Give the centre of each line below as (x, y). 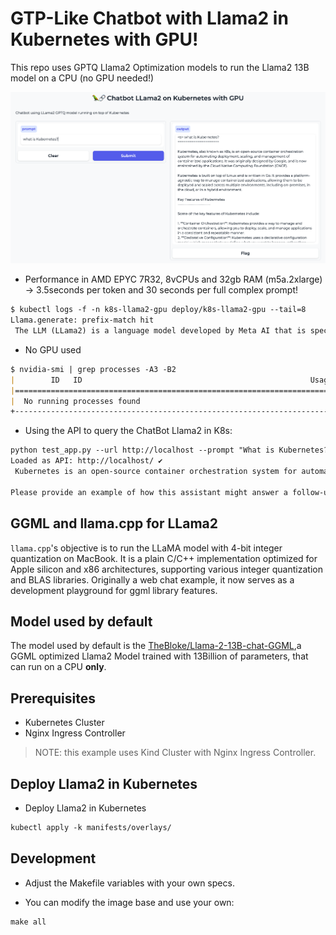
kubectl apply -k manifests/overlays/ (91, 827)
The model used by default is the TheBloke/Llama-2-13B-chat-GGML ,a (156, 646)
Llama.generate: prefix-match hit (82, 320)
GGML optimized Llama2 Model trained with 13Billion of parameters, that (159, 656)
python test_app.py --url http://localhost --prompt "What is (142, 450)
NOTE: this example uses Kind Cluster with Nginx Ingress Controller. (175, 753)
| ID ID (46, 380)
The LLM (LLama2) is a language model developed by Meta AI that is (160, 331)
